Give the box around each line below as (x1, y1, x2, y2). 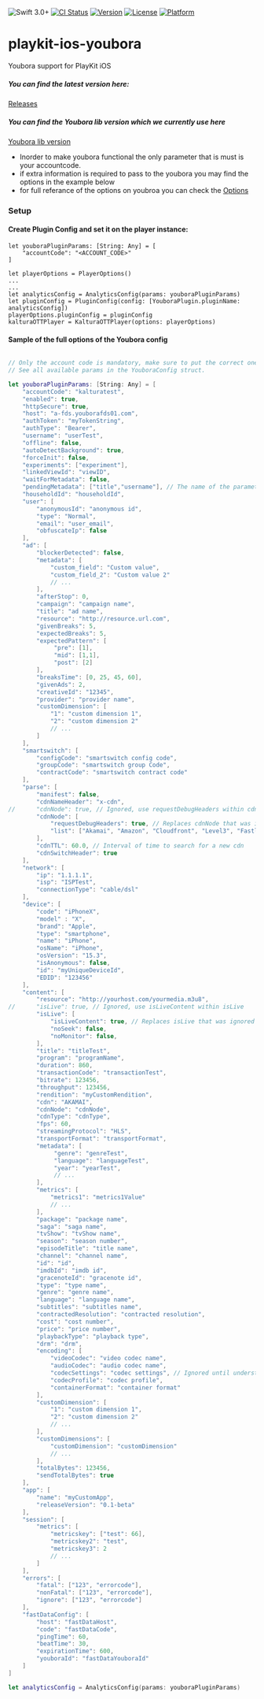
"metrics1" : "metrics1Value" (49, 1193, 146, 1201)
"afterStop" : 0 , (36, 593, 90, 601)
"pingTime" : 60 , (36, 1633, 90, 1641)
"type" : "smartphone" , (36, 929, 111, 937)
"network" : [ (22, 863, 65, 872)
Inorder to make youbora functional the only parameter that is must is (19, 152, 244, 161)
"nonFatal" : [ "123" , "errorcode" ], (36, 1589, 153, 1597)
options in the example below (19, 177, 115, 187)
